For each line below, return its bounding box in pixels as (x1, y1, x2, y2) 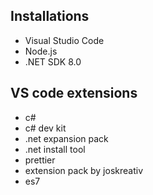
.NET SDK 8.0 (24, 55, 82, 68)
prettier (24, 154, 56, 166)
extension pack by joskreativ (24, 164, 144, 176)
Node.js (24, 45, 58, 57)
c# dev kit (24, 122, 67, 134)
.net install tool (24, 143, 86, 155)
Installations (10, 8, 90, 25)
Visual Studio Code (24, 34, 105, 46)
